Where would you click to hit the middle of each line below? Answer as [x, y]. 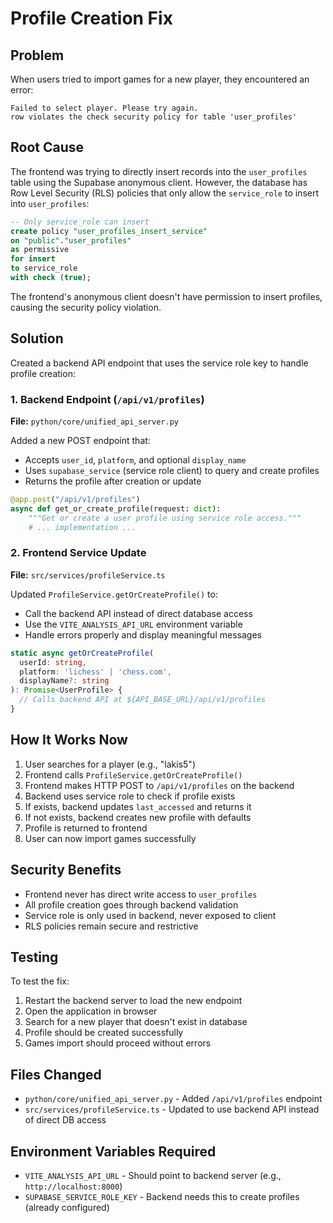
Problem [37, 55]
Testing [34, 957]
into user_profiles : [50, 203]
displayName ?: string [64, 681]
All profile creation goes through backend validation [131, 904]
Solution [37, 338]
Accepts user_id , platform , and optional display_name [135, 460]
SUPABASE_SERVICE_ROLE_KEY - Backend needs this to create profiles [162, 1197]
